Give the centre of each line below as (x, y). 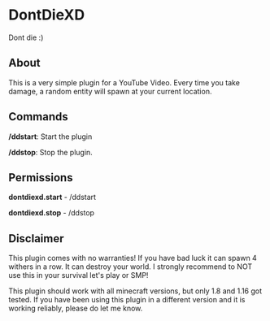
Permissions (41, 178)
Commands (39, 117)
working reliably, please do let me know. (76, 308)
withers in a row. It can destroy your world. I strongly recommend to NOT (131, 267)
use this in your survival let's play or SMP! (78, 275)
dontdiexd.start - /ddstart (52, 197)
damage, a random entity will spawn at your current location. (110, 91)
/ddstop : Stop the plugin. (51, 152)
